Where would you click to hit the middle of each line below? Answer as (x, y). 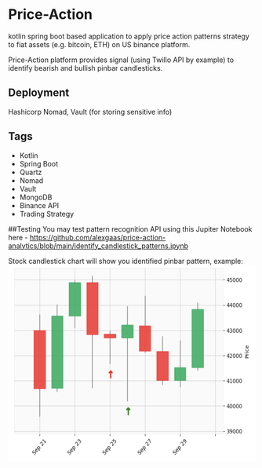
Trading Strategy (47, 214)
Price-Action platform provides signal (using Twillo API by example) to (121, 60)
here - (18, 237)
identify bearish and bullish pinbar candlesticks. (86, 68)
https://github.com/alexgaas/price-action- (98, 237)
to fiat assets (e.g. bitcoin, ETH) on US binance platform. (99, 44)
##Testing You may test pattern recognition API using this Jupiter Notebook (130, 229)
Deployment (39, 93)
